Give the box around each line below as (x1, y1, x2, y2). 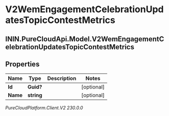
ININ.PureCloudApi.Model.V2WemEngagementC (5, 35, 164, 43)
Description (47, 75, 77, 82)
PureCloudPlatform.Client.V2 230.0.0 (5, 105, 83, 111)
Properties (5, 60, 40, 68)
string (27, 92, 42, 99)
